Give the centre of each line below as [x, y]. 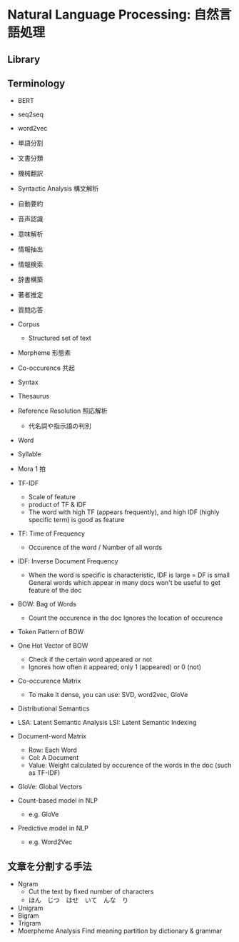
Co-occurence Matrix [49, 681]
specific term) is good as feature [76, 520]
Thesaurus [34, 396]
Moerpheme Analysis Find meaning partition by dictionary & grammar [120, 931]
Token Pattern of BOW [51, 632]
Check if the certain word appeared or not [90, 660]
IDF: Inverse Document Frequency [68, 561]
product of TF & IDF [57, 505]
